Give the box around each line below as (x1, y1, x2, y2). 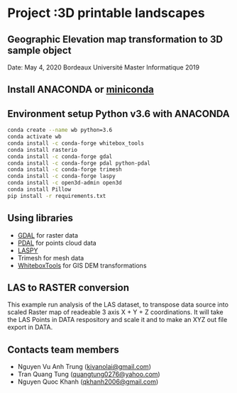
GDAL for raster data (17, 231, 79, 239)
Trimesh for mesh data (17, 253, 84, 262)
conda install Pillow (7, 186, 72, 193)
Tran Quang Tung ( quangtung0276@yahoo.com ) (17, 370, 161, 379)
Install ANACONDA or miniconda (7, 84, 154, 96)
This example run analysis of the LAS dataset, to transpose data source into (7, 300, 229, 309)
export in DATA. (7, 323, 53, 331)
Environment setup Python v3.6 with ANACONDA (7, 108, 230, 120)
